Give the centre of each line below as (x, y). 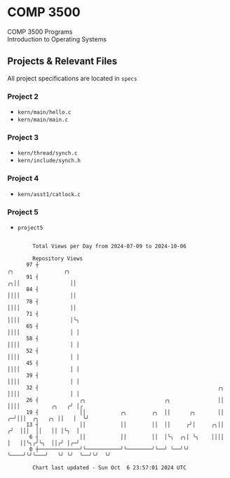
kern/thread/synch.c (47, 153)
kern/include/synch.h (49, 161)
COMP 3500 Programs (40, 32)
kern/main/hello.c (44, 112)
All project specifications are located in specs (72, 78)
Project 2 (23, 96)
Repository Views (57, 258)
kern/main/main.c (43, 120)
